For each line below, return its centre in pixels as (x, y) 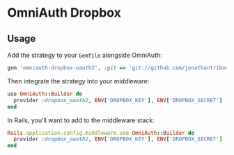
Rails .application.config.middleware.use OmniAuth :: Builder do (101, 133)
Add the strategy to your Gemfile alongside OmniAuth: (85, 55)
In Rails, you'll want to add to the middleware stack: (81, 120)
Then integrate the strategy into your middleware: (78, 81)
